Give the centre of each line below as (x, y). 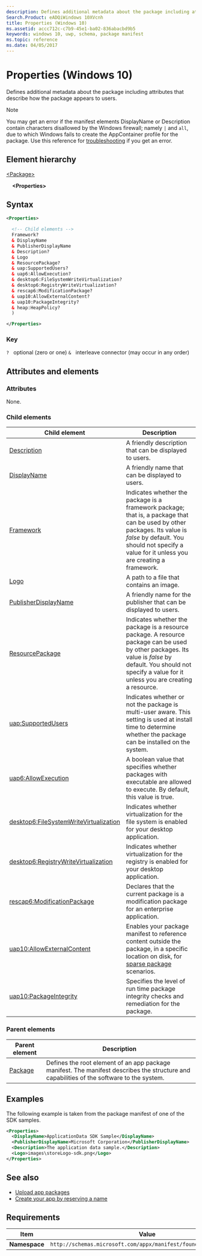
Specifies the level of (155, 981)
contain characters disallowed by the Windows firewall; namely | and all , (97, 128)
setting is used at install (159, 719)
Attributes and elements (53, 371)
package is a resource (157, 627)
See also (23, 1177)
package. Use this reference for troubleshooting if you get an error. (89, 140)
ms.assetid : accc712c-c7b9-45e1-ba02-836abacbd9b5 (71, 29)
